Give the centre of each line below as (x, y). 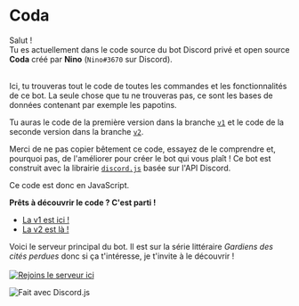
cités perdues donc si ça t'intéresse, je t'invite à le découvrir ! (122, 256)
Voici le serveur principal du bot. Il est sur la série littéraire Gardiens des (141, 246)
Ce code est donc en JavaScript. (69, 185)
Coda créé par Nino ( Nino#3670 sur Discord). (91, 59)
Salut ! (21, 40)
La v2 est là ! (45, 229)
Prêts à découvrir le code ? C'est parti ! (83, 203)
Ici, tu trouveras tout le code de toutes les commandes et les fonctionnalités (148, 86)
